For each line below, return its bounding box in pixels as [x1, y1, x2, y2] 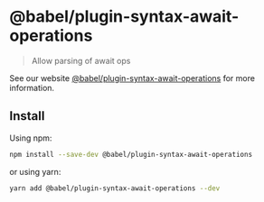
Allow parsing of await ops [31, 55, 131, 66]
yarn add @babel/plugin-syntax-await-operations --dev [9, 183, 221, 193]
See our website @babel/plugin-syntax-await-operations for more [9, 72, 256, 83]
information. [9, 82, 55, 93]
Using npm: [9, 133, 52, 143]
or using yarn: [9, 166, 61, 177]
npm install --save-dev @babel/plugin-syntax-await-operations [9, 150, 253, 159]
